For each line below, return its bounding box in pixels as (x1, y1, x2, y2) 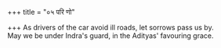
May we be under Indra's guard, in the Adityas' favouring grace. (7, 31, 214, 40)
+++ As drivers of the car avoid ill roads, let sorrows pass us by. (7, 23, 214, 32)
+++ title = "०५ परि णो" (7, 8, 75, 16)
